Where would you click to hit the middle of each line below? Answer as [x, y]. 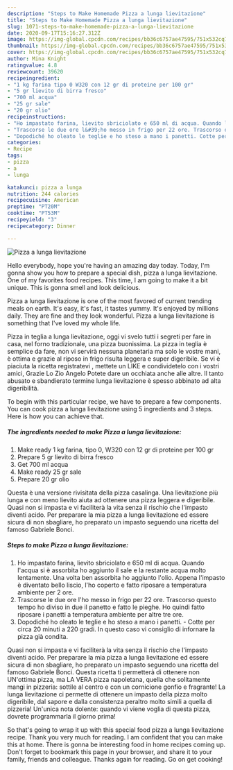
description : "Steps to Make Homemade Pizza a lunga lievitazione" [107, 14]
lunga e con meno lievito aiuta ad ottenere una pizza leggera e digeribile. [111, 499]
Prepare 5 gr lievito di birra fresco [65, 457]
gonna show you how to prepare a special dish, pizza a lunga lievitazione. [112, 273]
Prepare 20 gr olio [43, 479]
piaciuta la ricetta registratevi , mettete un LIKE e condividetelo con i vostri [113, 366]
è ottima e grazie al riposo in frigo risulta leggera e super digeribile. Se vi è [114, 359]
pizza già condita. [42, 636]
